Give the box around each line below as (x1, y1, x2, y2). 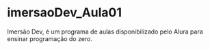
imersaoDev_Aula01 (7, 5, 122, 21)
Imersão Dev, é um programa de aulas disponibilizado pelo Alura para (7, 27, 203, 36)
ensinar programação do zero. (7, 34, 92, 42)
